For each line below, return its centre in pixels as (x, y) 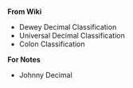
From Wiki (25, 12)
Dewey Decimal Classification (68, 27)
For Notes (24, 60)
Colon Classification (52, 44)
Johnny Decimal (45, 75)
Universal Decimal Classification (72, 36)
